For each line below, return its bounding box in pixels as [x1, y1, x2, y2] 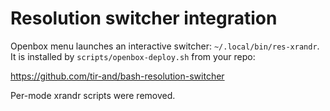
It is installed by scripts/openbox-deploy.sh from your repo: [10, 50, 256, 62]
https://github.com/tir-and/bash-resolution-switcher [10, 70, 225, 82]
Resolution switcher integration [10, 7, 278, 30]
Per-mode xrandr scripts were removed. [10, 89, 176, 101]
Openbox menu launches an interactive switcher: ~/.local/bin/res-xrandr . [10, 40, 320, 52]
